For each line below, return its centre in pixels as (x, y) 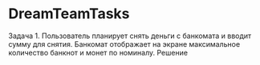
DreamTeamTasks (69, 14)
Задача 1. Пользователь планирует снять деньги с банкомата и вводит (130, 36)
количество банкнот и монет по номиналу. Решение (98, 52)
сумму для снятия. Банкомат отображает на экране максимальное (124, 44)
